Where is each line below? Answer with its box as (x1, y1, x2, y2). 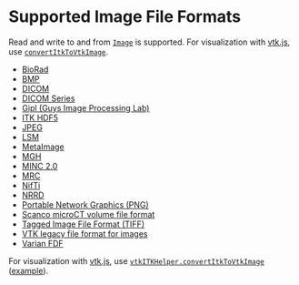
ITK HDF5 (21, 112, 59, 123)
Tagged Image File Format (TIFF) (21, 219, 145, 229)
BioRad (21, 64, 49, 75)
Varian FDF (21, 238, 65, 249)
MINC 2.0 (21, 160, 58, 171)
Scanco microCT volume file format (21, 209, 155, 219)
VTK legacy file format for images (21, 228, 148, 239)
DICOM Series (21, 93, 75, 104)
